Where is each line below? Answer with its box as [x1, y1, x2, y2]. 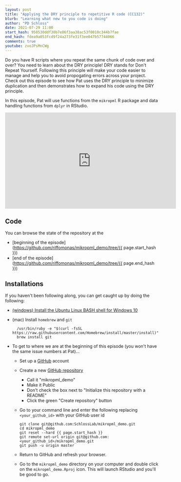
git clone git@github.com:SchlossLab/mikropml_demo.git [19, 422, 136, 427]
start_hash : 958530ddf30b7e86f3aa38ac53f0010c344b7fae [5, 30, 119, 35]
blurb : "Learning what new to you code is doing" [5, 16, 108, 21]
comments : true [5, 39, 36, 44]
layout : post [5, 7, 32, 12]
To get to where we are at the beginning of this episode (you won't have [12, 343, 157, 349]
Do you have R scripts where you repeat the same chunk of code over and [5, 57, 155, 63]
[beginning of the [12, 240, 47, 246]
